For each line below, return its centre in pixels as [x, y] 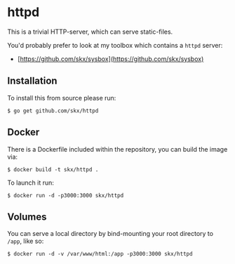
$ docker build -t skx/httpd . [53, 169]
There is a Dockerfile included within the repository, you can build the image [117, 149]
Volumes [27, 217]
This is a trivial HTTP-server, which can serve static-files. [90, 32]
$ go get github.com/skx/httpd [53, 111]
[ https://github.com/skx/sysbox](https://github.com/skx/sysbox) [110, 59]
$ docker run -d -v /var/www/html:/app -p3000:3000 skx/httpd [100, 254]
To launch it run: [31, 183]
